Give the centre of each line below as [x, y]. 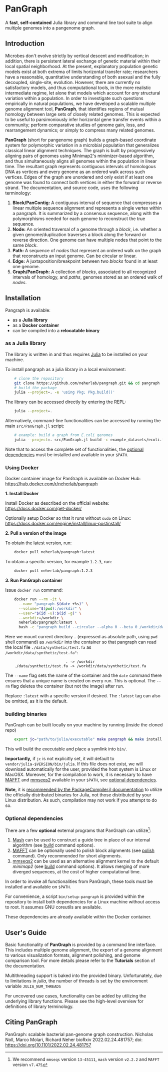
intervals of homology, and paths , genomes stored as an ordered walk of [87, 277]
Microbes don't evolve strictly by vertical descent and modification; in [77, 56]
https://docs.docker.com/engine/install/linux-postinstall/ [63, 524]
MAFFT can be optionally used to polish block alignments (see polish [83, 850]
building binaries [26, 714]
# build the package [35, 388]
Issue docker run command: [34, 590]
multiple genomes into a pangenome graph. [50, 28]
